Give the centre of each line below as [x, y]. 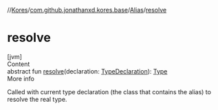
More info [21, 78]
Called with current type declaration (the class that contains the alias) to [109, 91]
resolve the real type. [37, 99]
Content [19, 64]
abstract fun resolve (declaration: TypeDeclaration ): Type [87, 71]
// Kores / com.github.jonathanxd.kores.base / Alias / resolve [87, 10]
